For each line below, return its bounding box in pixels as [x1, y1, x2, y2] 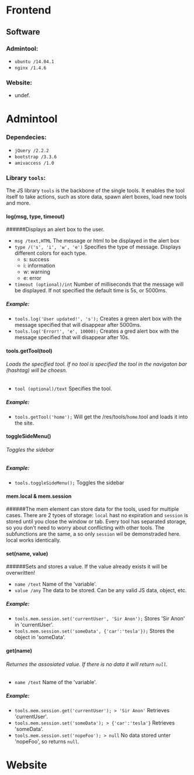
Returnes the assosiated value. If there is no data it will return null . [6, 660, 168, 668]
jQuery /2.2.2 [14, 148, 49, 153]
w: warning [23, 268, 51, 275]
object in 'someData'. [14, 634, 66, 641]
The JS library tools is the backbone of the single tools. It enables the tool [6, 187, 185, 194]
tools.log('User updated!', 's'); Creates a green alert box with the [14, 315, 182, 322]
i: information [23, 262, 56, 269]
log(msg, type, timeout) [6, 213, 65, 220]
